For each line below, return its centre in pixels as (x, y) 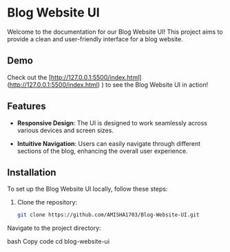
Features (27, 106)
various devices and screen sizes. (65, 130)
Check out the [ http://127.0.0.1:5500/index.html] (74, 77)
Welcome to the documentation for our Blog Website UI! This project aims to (115, 32)
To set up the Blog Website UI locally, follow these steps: (87, 189)
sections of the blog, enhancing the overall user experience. (102, 151)
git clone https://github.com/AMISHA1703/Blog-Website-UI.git (108, 215)
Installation (32, 172)
